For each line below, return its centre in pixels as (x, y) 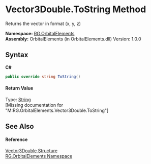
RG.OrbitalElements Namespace (39, 156)
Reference (17, 139)
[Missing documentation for (34, 105)
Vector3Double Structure (31, 151)
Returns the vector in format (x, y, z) (43, 24)
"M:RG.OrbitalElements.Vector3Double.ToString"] (57, 110)
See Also (20, 126)
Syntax (17, 55)
